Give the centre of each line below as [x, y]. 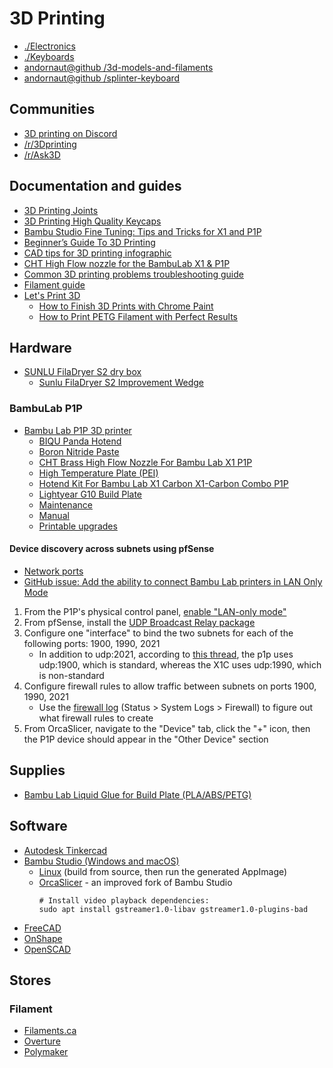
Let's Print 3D [52, 295]
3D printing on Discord [70, 133]
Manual [54, 515]
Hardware [40, 347]
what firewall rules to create [96, 718]
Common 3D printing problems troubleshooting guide [133, 274]
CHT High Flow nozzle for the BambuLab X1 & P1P [127, 263]
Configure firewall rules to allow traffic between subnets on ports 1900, [170, 686]
